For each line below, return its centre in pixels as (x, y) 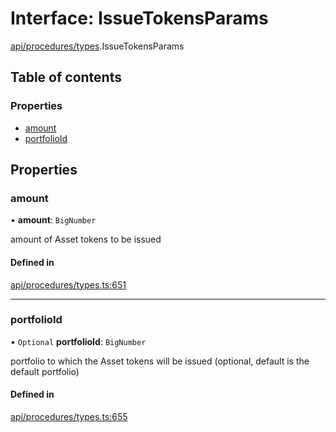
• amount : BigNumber (53, 220)
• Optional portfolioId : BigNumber (78, 341)
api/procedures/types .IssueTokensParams (97, 46)
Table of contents (66, 77)
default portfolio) (45, 371)
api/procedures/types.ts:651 (68, 284)
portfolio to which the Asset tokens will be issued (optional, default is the (160, 361)
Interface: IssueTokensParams (139, 18)
